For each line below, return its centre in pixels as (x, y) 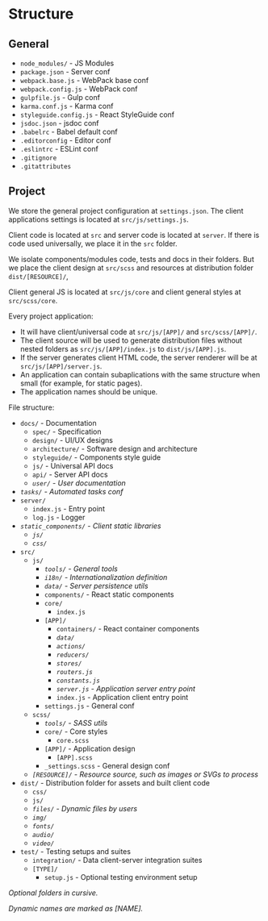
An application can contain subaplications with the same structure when (140, 374)
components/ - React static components (109, 594)
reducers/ (73, 655)
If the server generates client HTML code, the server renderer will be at (138, 357)
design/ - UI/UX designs (72, 440)
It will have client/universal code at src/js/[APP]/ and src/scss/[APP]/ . (138, 331)
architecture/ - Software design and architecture (115, 448)
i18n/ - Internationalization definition (106, 577)
